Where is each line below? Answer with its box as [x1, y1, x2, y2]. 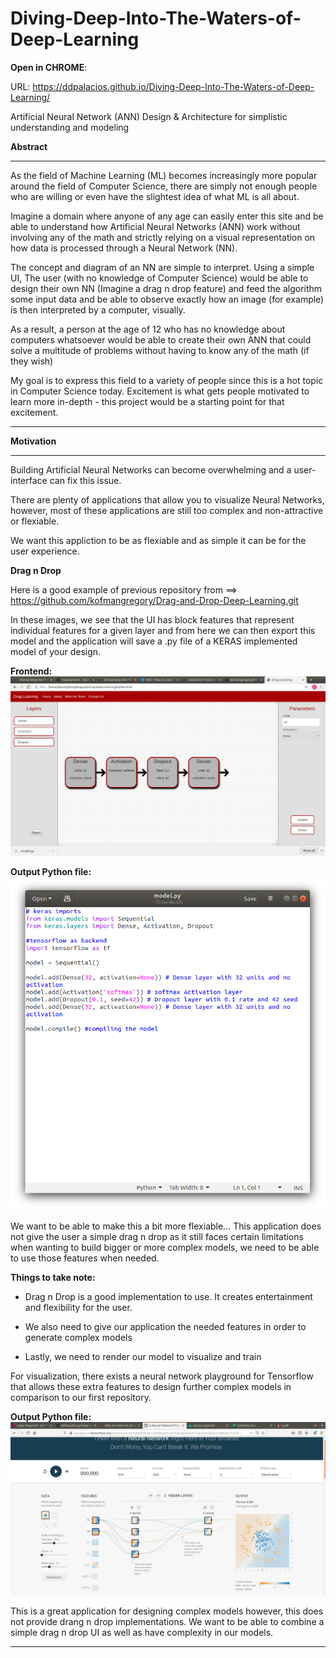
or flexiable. [10, 515, 60, 527]
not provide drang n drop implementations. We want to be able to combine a [10, 1616, 325, 1628]
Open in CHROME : [10, 61, 88, 73]
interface [10, 474, 48, 486]
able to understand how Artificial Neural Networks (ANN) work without [10, 220, 301, 232]
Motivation [10, 435, 57, 447]
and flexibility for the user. [24, 1301, 133, 1313]
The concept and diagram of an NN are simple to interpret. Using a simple [10, 261, 315, 273]
